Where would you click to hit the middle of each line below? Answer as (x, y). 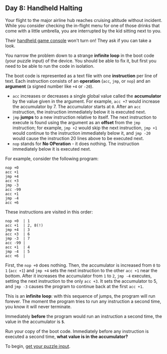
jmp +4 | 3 (17, 230)
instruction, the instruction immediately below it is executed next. (79, 112)
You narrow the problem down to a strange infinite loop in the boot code (80, 55)
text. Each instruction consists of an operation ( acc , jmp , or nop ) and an (78, 81)
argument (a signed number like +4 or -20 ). (49, 86)
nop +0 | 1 (17, 221)
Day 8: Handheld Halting (44, 8)
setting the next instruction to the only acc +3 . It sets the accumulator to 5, (82, 281)
